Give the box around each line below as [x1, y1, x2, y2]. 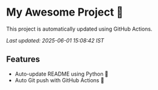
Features [6, 54, 40, 65]
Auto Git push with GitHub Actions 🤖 [14, 76, 105, 83]
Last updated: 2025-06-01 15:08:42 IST [6, 37, 105, 44]
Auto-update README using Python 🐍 [14, 70, 109, 77]
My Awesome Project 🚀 [6, 5, 124, 19]
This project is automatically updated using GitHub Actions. [6, 25, 153, 32]
